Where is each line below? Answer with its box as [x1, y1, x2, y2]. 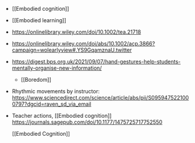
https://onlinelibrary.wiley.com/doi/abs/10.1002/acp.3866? [11, 40, 156, 47]
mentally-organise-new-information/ [11, 64, 102, 71]
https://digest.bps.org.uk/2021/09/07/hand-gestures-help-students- [11, 58, 181, 65]
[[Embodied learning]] [11, 17, 67, 23]
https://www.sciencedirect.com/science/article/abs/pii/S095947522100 [11, 94, 190, 101]
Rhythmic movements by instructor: [11, 88, 100, 95]
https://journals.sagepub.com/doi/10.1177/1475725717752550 [11, 118, 163, 126]
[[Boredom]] [20, 76, 52, 83]
